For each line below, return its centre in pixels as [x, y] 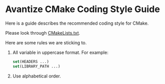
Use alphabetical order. [37, 76]
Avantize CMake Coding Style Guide [83, 9]
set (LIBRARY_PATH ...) [36, 66]
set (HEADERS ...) [31, 61]
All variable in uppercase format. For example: [60, 52]
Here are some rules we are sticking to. [46, 43]
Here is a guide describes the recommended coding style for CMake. [77, 23]
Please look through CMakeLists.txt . [43, 33]
